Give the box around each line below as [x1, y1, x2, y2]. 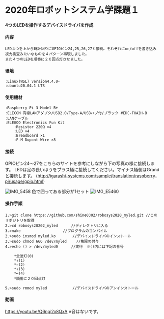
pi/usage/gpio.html [5, 178, 43, 184]
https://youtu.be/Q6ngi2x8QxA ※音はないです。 [5, 309, 102, 314]
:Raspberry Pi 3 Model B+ [5, 105, 58, 111]
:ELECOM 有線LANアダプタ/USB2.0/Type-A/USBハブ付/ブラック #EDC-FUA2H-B [5, 111, 147, 116]
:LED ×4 [14, 129, 29, 134]
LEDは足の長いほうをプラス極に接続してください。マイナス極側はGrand [14, 166, 160, 172]
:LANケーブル [5, 116, 28, 121]
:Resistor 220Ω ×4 [14, 125, 52, 129]
